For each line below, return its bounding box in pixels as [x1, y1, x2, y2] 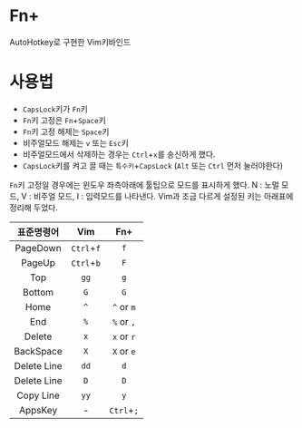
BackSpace [14, 345, 63, 357]
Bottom [22, 286, 54, 298]
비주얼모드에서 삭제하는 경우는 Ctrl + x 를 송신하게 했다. [22, 149, 216, 160]
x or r [112, 330, 136, 343]
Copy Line [16, 389, 61, 402]
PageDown [15, 241, 62, 254]
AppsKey [18, 404, 58, 416]
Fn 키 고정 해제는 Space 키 [22, 126, 110, 137]
